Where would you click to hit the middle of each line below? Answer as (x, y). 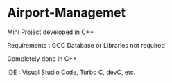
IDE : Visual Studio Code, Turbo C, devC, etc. (71, 72)
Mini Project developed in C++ (51, 32)
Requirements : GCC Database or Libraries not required (86, 45)
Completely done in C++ (42, 58)
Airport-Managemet (67, 13)
